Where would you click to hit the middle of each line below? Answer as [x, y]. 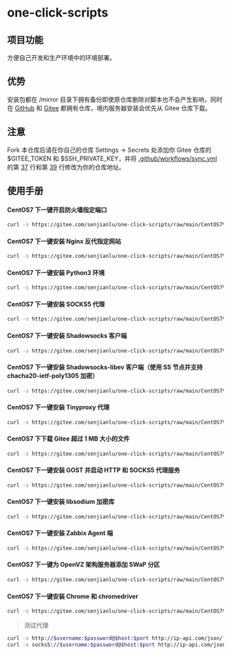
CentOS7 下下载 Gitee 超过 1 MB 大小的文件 [68, 439]
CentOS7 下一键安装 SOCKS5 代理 [56, 304]
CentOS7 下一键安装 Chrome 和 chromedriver [73, 596]
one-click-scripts [58, 13]
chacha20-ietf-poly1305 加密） [53, 376]
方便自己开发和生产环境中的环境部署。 [61, 58]
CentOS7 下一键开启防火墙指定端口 [57, 210]
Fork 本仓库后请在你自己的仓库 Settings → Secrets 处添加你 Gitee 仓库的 [109, 150]
